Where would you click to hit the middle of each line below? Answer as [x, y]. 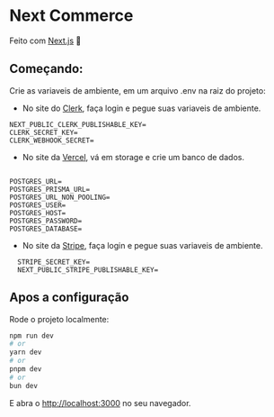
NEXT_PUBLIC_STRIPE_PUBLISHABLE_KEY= [88, 270]
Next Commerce [71, 16]
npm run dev [31, 335]
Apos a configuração [69, 298]
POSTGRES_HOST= [38, 213]
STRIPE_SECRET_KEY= [54, 262]
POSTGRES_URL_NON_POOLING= [60, 197]
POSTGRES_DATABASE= [46, 229]
